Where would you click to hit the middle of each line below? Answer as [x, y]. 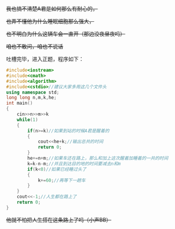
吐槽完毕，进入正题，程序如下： [45, 59]
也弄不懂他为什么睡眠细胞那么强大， [50, 21]
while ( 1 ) [27, 120]
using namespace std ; [33, 92]
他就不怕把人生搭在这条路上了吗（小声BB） [59, 220]
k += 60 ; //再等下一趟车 [61, 180]
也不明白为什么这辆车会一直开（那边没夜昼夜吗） [66, 34]
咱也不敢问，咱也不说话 [35, 46]
